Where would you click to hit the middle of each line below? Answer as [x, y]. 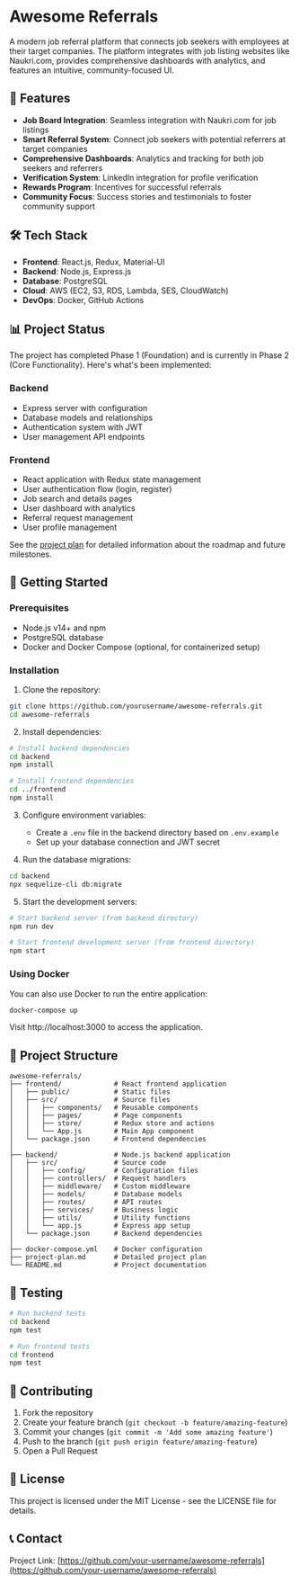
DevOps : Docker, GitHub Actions [83, 300]
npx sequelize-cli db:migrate [66, 884]
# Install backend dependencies [70, 748]
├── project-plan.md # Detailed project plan [108, 1257]
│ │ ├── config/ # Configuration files [104, 1171]
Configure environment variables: [84, 815]
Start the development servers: [79, 901]
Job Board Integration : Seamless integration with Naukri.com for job [149, 120]
